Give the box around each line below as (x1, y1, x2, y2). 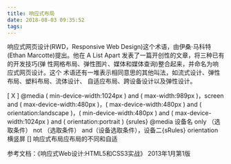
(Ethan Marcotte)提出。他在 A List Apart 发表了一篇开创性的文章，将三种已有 (7, 51, 225, 59)
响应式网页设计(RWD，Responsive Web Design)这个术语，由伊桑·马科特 (7, 43, 212, 51)
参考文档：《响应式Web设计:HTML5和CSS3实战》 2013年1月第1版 (7, 150, 191, 158)
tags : (7, 23, 23, 30)
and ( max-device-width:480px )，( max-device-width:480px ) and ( (7, 101, 202, 109)
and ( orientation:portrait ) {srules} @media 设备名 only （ (50, 118, 215, 126)
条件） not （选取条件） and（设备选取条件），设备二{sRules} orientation (12, 126, 219, 134)
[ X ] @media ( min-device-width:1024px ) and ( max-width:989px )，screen (7, 92, 224, 100)
